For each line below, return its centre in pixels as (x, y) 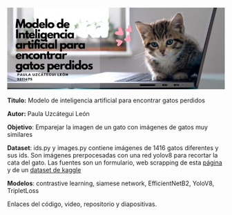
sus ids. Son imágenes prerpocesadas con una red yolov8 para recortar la (113, 155)
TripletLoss (23, 190)
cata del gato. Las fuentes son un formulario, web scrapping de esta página (115, 162)
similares (20, 134)
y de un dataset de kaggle (44, 170)
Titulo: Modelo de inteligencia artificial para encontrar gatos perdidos (106, 100)
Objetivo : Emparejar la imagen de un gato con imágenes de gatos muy (108, 127)
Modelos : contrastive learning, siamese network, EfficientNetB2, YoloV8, (111, 183)
